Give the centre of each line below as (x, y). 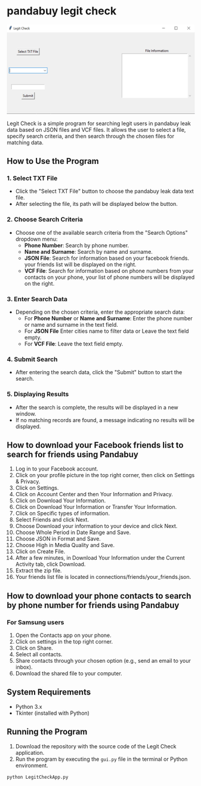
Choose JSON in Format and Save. (58, 539)
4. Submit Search (32, 359)
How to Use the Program (53, 161)
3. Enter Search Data (37, 299)
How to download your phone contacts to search (99, 596)
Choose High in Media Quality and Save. (65, 545)
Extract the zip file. (38, 570)
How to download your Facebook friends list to (95, 445)
